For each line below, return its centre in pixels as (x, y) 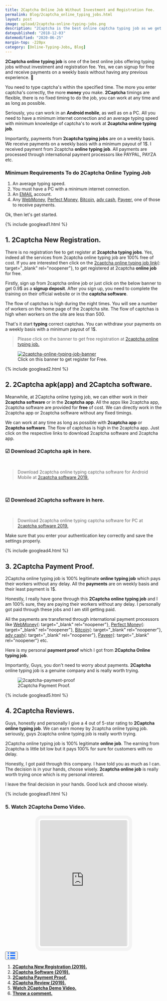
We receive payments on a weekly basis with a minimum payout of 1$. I (78, 144)
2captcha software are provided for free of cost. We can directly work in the (83, 407)
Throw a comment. (32, 993)
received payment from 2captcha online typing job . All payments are (76, 149)
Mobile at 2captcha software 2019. (53, 477)
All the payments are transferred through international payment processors (82, 619)
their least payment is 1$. (31, 589)
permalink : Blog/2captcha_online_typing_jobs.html (59, 15)
